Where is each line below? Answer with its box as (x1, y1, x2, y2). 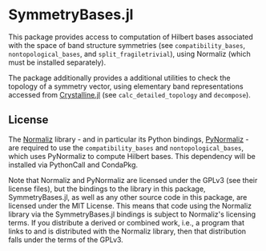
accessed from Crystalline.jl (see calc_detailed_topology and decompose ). (8, 90, 251, 99)
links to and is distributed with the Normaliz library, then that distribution (8, 226, 247, 236)
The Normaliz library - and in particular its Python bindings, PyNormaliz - (8, 134, 249, 144)
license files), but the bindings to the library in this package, (8, 184, 206, 193)
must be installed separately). (8, 58, 107, 67)
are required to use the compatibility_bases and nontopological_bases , (8, 142, 244, 153)
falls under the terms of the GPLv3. (8, 234, 124, 245)
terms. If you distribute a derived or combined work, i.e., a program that (8, 217, 245, 227)
